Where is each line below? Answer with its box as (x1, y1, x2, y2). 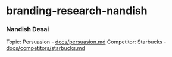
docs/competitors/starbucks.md (6, 45, 85, 52)
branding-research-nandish (6, 4, 148, 18)
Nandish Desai (6, 25, 49, 33)
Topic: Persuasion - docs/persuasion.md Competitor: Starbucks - (6, 38, 167, 45)
